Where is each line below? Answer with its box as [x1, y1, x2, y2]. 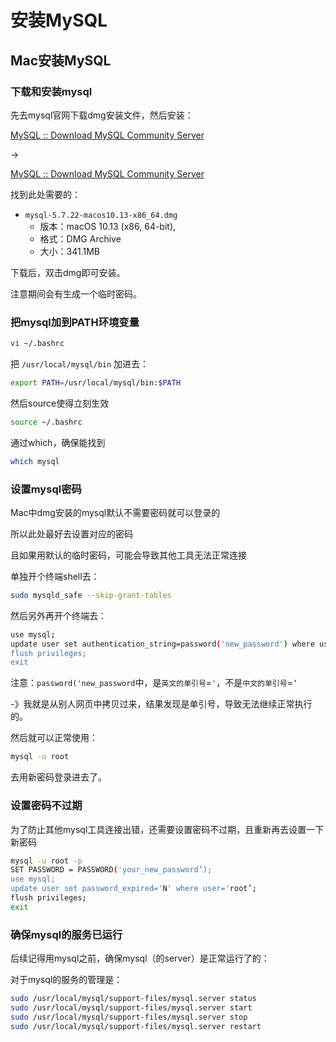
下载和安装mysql [10, 84, 93, 98]
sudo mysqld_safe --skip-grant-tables [10, 590, 172, 600]
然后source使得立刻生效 [10, 397, 110, 409]
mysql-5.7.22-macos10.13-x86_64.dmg [24, 210, 178, 220]
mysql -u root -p [10, 856, 83, 866]
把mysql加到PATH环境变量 [10, 315, 140, 329]
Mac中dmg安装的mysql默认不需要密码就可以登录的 [10, 506, 221, 518]
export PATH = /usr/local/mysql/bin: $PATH [10, 378, 182, 388]
